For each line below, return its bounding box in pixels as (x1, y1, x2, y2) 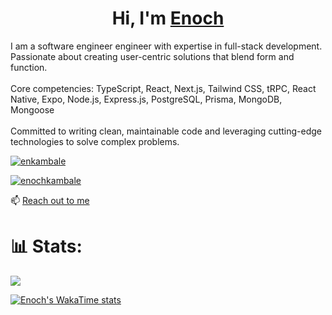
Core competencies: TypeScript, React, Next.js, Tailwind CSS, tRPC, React (10, 82, 317, 94)
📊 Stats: (10, 235, 83, 258)
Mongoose (10, 103, 55, 116)
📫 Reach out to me (10, 194, 90, 206)
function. (10, 61, 48, 73)
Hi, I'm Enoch (111, 7, 225, 30)
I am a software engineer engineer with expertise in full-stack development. (10, 40, 323, 52)
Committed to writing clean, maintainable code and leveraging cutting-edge (10, 125, 322, 137)
